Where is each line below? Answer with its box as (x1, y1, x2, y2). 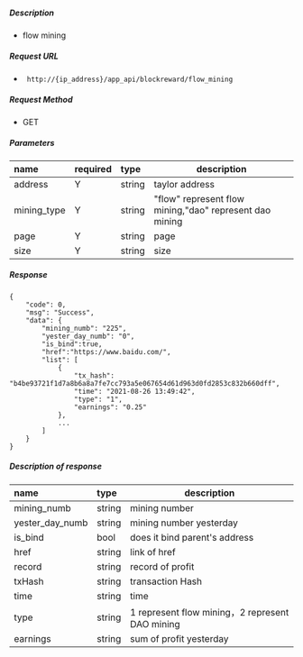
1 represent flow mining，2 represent (130, 606, 289, 618)
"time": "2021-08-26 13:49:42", (73, 387, 196, 396)
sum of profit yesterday (130, 632, 229, 644)
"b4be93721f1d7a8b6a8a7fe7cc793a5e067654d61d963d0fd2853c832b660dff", (9, 379, 280, 388)
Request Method (9, 94, 73, 105)
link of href (130, 545, 176, 558)
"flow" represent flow (153, 192, 245, 205)
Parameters (9, 137, 55, 148)
